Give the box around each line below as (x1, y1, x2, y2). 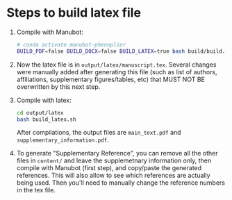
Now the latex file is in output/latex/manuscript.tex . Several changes (16, 60, 217, 69)
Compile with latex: (16, 96, 72, 104)
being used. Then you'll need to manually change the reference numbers (16, 178, 225, 187)
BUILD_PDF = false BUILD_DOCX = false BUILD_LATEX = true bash (16, 47, 185, 55)
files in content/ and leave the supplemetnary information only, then (16, 156, 212, 165)
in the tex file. (16, 186, 56, 194)
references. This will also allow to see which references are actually (16, 172, 210, 180)
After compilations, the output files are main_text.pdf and (16, 128, 181, 137)
